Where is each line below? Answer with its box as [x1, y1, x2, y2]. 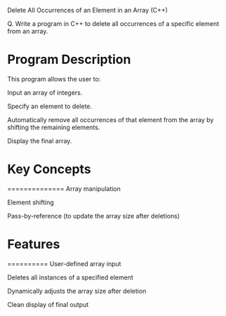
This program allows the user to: [7, 74, 101, 83]
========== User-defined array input [7, 259, 121, 268]
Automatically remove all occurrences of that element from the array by [7, 115, 214, 124]
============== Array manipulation [7, 184, 121, 192]
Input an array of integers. [7, 88, 83, 97]
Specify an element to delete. [7, 102, 93, 110]
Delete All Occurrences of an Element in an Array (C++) [7, 6, 168, 14]
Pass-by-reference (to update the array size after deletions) [7, 211, 180, 220]
